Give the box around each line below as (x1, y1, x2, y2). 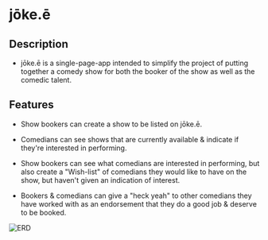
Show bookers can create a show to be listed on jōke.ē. (20, 119, 202, 129)
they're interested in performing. (20, 143, 127, 153)
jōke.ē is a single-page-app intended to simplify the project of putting (20, 58, 249, 68)
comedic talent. (20, 75, 72, 84)
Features (9, 98, 54, 112)
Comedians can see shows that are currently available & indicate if (20, 134, 239, 144)
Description (9, 37, 68, 51)
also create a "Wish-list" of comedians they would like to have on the (20, 167, 247, 176)
